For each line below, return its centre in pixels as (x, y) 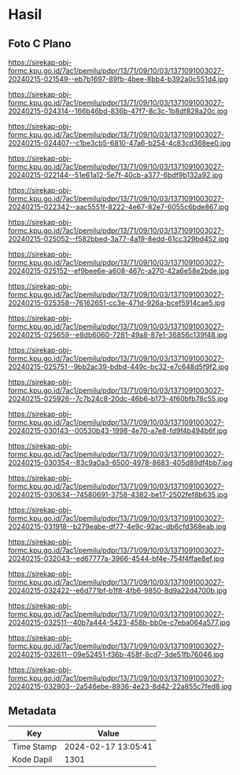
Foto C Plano (40, 44)
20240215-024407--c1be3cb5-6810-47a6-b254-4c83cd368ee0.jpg (119, 143)
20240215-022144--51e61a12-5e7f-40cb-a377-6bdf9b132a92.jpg (115, 175)
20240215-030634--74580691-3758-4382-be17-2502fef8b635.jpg (118, 495)
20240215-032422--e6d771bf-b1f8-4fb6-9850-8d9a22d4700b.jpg (118, 590)
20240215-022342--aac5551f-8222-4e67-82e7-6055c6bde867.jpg (119, 207)
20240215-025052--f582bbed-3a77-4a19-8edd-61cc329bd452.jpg (119, 239)
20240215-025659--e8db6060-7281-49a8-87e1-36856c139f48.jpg (118, 335)
